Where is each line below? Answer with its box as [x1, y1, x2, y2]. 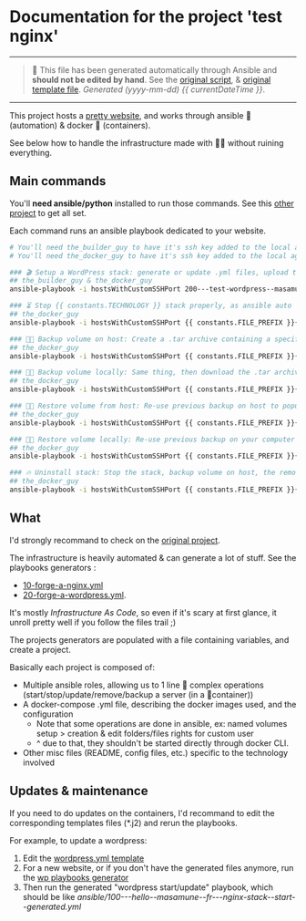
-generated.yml [22, 901, 82, 912]
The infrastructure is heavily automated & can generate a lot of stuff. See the [9, 552, 297, 563]
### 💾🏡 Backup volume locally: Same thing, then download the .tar [9, 367, 271, 378]
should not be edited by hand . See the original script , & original [31, 74, 271, 85]
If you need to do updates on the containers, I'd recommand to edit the [9, 807, 275, 818]
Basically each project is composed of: [9, 661, 155, 672]
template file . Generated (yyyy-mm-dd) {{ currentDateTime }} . [31, 84, 266, 95]
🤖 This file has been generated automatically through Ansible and [31, 64, 278, 75]
